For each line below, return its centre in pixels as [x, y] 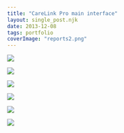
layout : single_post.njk [42, 20]
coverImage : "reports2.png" [47, 39]
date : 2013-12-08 [32, 26]
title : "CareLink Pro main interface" [62, 13]
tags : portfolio [30, 33]
